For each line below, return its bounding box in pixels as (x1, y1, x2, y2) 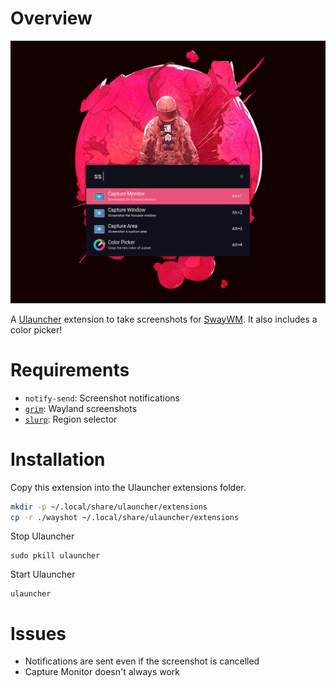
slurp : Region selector (24, 413, 118, 425)
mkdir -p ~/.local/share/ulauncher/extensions (10, 502, 208, 512)
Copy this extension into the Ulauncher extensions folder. (10, 481, 247, 493)
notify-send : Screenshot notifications (24, 392, 180, 404)
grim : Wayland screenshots (24, 402, 138, 414)
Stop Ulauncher (10, 530, 75, 542)
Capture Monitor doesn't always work (24, 666, 181, 678)
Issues (10, 622, 67, 645)
